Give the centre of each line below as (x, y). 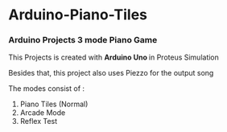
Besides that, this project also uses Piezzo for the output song (111, 73)
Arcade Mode (43, 113)
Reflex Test (39, 122)
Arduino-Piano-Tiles (78, 15)
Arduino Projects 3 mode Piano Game (83, 40)
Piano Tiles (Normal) (54, 104)
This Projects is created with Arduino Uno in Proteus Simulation (114, 57)
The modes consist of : (47, 89)
